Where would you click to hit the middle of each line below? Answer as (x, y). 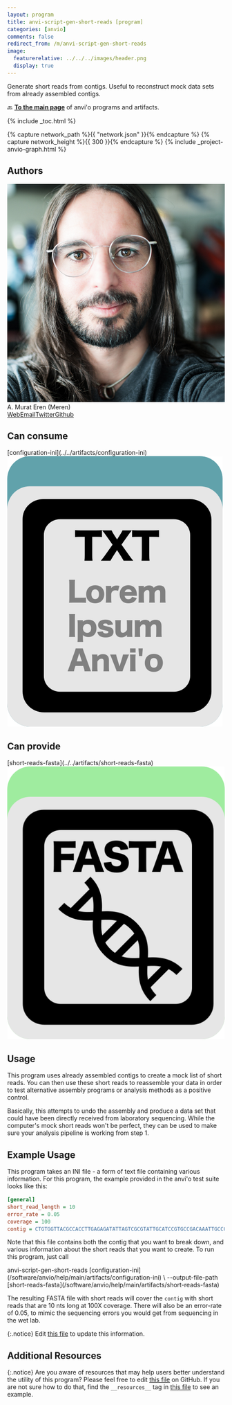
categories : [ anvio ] (37, 29)
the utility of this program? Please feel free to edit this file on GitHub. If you (114, 1380)
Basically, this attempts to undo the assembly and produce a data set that (112, 1111)
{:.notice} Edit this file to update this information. (76, 1334)
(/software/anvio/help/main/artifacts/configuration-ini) (85, 1278)
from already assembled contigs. (54, 93)
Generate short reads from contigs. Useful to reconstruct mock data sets (111, 86)
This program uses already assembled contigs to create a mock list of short (115, 1075)
